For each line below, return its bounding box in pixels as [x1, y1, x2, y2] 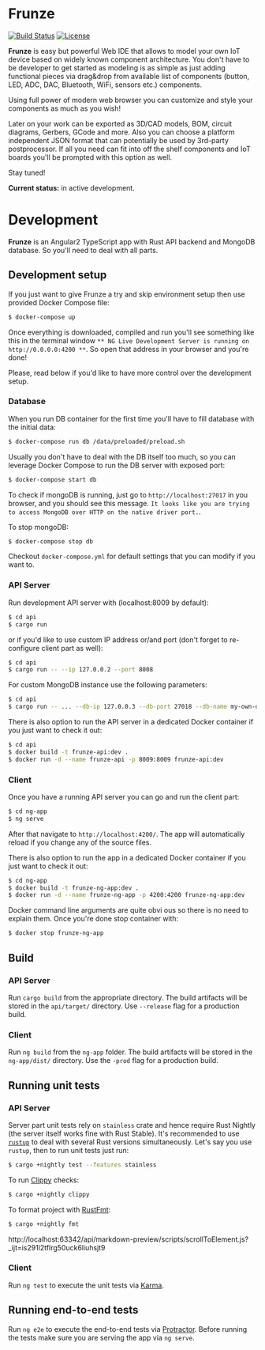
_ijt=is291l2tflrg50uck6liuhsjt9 [8, 1242, 106, 1252]
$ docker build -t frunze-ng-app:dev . [8, 883, 140, 892]
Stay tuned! [8, 168, 46, 177]
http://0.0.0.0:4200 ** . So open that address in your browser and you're [8, 344, 249, 354]
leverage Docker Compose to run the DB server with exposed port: [8, 460, 226, 470]
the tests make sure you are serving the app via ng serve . [8, 1333, 195, 1342]
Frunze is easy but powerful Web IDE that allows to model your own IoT [8, 46, 241, 55]
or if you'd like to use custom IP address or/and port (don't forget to [8, 634, 229, 645]
